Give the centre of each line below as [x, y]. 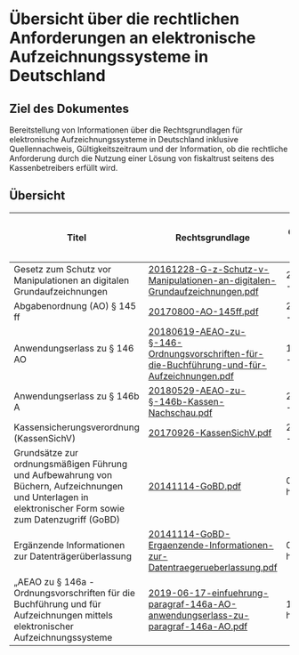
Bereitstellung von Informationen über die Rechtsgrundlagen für [126, 130]
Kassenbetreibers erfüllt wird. [64, 168]
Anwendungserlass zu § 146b [77, 396]
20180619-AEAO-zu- [197, 331]
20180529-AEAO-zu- [197, 390]
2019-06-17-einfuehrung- [209, 593]
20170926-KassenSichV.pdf [210, 433]
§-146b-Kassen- [186, 401]
